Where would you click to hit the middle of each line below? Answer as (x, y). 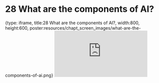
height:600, (17, 28)
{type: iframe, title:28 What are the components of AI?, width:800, (72, 23)
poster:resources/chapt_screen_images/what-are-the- (85, 28)
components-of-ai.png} (29, 75)
